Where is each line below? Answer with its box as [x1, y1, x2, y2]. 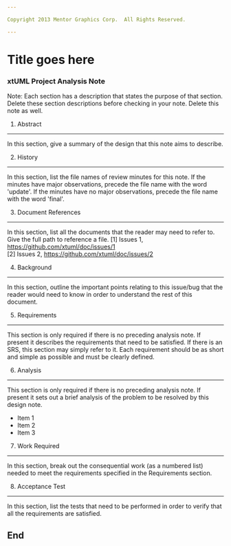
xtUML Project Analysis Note [7, 76, 105, 86]
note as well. [7, 107, 43, 115]
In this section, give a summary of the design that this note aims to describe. [7, 140, 223, 148]
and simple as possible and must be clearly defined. [7, 353, 155, 361]
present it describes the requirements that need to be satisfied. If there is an [7, 338, 223, 346]
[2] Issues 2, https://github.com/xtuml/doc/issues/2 [7, 250, 153, 258]
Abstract [16, 120, 42, 128]
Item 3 [16, 428, 36, 437]
